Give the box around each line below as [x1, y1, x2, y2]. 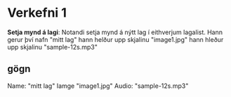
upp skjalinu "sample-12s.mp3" [7, 43, 98, 51]
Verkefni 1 [7, 5, 67, 21]
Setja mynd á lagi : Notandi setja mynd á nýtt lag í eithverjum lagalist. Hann [7, 28, 223, 36]
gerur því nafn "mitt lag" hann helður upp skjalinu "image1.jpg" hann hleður [7, 35, 224, 43]
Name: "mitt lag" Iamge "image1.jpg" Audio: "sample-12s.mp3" [7, 82, 189, 90]
